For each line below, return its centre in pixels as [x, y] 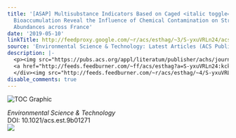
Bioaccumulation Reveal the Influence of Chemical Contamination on [116, 20]
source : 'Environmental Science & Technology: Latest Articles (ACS [110, 46]
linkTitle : [23, 40]
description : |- [31, 54]
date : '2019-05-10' [36, 33]
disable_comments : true [42, 79]
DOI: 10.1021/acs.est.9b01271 [49, 120]
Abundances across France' [53, 27]
